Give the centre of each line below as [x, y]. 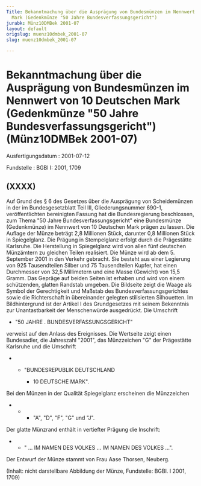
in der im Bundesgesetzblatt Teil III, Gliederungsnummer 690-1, [85, 207]
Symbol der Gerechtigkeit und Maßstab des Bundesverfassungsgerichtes [97, 291]
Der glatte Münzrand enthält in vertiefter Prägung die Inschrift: [83, 429]
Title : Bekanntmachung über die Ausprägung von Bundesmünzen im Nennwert [101, 12]
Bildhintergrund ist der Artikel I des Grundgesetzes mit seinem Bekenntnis [98, 304]
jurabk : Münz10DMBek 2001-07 [43, 23]
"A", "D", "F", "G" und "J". [64, 418]
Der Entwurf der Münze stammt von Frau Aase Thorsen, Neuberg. [88, 459]
